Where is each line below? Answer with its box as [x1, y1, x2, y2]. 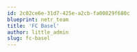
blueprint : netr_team [7, 16, 69, 23]
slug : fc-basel [7, 35, 51, 42]
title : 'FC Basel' [7, 22, 60, 29]
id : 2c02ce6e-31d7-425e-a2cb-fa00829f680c [7, 9, 130, 17]
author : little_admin [7, 28, 69, 36]
